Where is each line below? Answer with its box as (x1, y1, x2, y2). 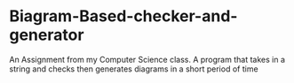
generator (9, 25, 84, 45)
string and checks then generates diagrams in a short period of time (9, 64, 259, 74)
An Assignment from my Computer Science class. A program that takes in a (9, 54, 286, 64)
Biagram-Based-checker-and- (9, 6, 238, 26)
